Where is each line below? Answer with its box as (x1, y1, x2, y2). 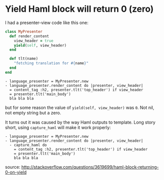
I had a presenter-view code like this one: (5, 20, 89, 26)
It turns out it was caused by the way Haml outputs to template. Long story (5, 119, 156, 125)
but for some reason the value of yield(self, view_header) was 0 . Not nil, (5, 104, 155, 110)
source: (5, 164, 21, 170)
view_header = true (14, 38, 54, 43)
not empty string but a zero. (5, 109, 61, 116)
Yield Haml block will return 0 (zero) (5, 3, 154, 15)
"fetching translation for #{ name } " (14, 61, 89, 66)
